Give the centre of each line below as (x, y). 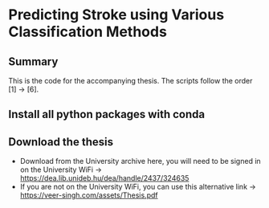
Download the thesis (61, 142)
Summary (33, 61)
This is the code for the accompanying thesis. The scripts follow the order (130, 81)
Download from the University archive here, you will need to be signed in (140, 161)
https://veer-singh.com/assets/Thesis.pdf (89, 195)
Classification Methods (88, 32)
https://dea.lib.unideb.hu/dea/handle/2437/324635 (104, 178)
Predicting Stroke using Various (116, 15)
